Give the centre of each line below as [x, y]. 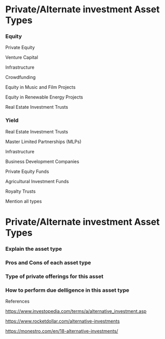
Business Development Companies [42, 161]
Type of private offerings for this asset [54, 276]
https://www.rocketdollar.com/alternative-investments [62, 321]
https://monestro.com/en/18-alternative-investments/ [62, 331]
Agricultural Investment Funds [37, 181]
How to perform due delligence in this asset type [67, 290]
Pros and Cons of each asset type [48, 263]
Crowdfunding [21, 77]
